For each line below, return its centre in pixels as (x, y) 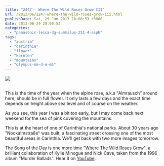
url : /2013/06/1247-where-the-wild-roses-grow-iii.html (64, 14)
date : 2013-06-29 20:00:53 (33, 23)
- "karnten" (22, 55)
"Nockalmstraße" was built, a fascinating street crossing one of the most (79, 133)
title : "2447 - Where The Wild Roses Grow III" (55, 10)
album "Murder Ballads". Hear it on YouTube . (51, 159)
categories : (17, 28)
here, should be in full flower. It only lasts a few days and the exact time (78, 99)
